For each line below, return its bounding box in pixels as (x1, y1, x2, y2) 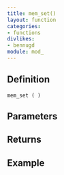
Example (7, 157, 45, 169)
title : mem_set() (7, 10, 57, 17)
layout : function (7, 16, 57, 23)
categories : (7, 23, 41, 30)
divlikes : (7, 36, 35, 43)
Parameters (7, 110, 58, 122)
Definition (7, 73, 50, 86)
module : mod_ (7, 49, 44, 56)
